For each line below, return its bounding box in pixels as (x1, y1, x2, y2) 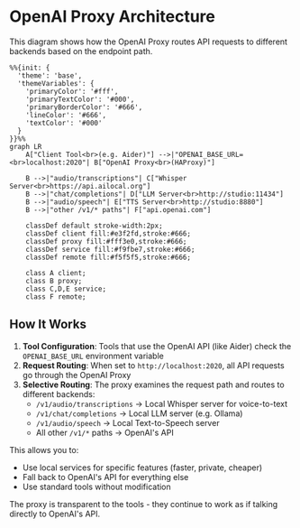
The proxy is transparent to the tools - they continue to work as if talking (9, 498, 278, 509)
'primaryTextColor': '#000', (25, 95, 135, 104)
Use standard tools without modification (22, 481, 171, 492)
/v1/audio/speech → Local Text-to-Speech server (35, 417, 220, 428)
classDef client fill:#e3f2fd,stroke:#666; (25, 228, 192, 238)
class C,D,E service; (25, 284, 106, 293)
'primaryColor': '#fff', (25, 87, 119, 96)
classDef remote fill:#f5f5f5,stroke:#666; (25, 253, 192, 262)
